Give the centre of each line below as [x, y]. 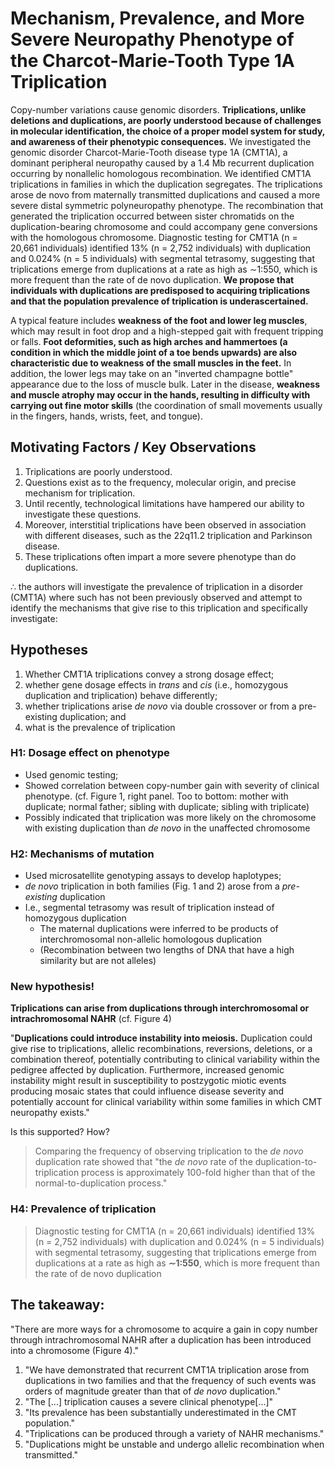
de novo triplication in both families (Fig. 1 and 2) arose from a [152, 886]
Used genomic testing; [71, 774]
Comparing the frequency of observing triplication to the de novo [169, 1151]
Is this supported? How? [60, 1132]
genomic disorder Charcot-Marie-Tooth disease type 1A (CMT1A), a [149, 152]
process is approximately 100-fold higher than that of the [198, 1173]
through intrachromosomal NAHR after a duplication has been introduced [161, 1339]
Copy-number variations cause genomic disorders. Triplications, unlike [158, 109]
